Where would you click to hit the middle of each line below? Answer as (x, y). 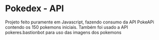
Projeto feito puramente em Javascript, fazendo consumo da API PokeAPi (79, 22)
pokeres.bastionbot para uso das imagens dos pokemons (63, 32)
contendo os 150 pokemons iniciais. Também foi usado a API (66, 27)
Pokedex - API (34, 9)
